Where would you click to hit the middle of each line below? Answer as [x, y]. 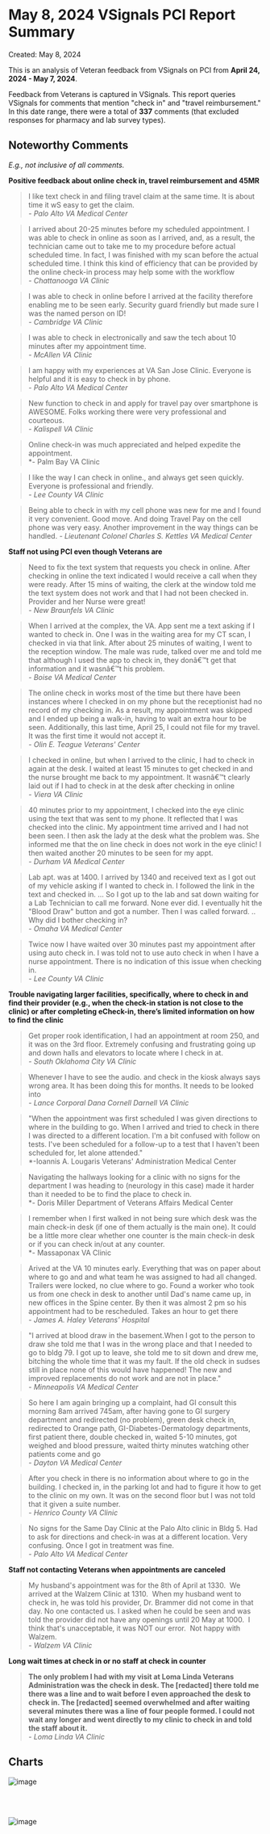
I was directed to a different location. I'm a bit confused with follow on [144, 1135]
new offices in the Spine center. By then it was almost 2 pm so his [137, 1303]
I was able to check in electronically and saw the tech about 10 [132, 338]
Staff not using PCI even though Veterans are [85, 552]
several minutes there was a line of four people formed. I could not [141, 1710]
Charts [26, 1762]
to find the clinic [36, 1020]
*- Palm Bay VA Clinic [64, 461]
